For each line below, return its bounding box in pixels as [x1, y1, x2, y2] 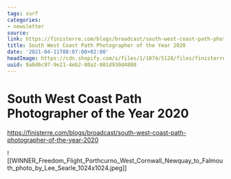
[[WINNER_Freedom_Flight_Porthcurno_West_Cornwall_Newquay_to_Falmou [7, 156, 223, 165]
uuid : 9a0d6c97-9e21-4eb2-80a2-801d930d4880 [7, 61, 137, 68]
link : [7, 36, 23, 43]
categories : [7, 17, 41, 23]
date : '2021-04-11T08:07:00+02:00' [7, 49, 109, 56]
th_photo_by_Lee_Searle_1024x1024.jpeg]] [7, 163, 127, 172]
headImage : [7, 55, 38, 62]
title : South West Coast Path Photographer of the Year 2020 [7, 42, 186, 49]
